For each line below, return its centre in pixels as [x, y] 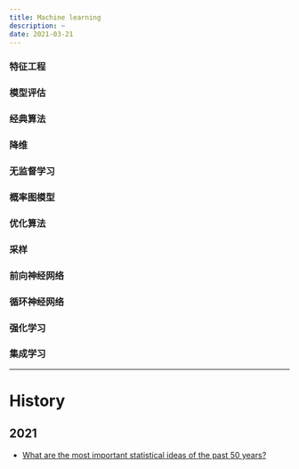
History [37, 400]
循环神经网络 [37, 302]
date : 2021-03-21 [41, 34]
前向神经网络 [37, 275]
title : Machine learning [55, 17]
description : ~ [37, 26]
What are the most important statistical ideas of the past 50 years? [144, 455]
